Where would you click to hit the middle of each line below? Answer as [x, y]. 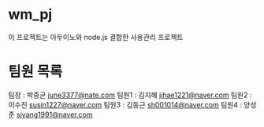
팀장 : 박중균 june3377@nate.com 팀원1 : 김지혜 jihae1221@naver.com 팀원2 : [130, 95]
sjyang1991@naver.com [54, 114]
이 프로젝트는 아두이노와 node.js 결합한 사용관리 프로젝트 [96, 37]
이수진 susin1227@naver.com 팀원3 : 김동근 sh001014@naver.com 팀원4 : [125, 104]
